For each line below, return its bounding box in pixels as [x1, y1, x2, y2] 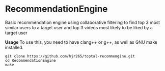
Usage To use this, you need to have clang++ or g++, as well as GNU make [5, 39, 158, 45]
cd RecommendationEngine [5, 58, 56, 63]
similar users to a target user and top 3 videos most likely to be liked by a [5, 24, 153, 30]
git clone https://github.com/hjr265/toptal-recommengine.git [5, 53, 135, 59]
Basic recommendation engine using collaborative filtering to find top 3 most [5, 19, 160, 25]
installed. [5, 44, 24, 50]
